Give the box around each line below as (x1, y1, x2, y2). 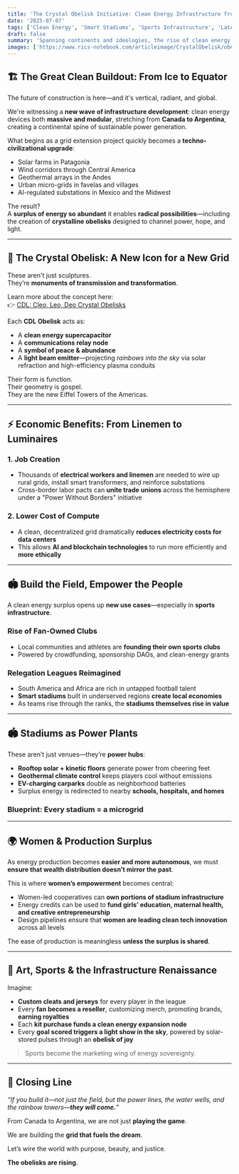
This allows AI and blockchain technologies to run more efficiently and (17, 542, 228, 551)
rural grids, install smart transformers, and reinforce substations (17, 478, 205, 487)
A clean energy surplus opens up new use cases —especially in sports (7, 601, 216, 609)
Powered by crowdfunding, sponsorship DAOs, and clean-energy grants (17, 650, 230, 659)
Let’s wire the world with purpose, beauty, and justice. (7, 1144, 166, 1153)
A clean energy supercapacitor (17, 330, 112, 339)
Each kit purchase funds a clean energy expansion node (17, 1020, 187, 1028)
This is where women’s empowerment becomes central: (7, 879, 174, 887)
